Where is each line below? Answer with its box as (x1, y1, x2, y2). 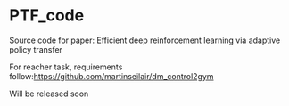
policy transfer (9, 44, 62, 54)
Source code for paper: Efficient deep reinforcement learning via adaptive (9, 35, 281, 45)
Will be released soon (9, 88, 89, 99)
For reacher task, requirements (9, 61, 123, 72)
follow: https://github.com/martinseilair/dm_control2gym (9, 70, 214, 81)
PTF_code (9, 5, 85, 26)
